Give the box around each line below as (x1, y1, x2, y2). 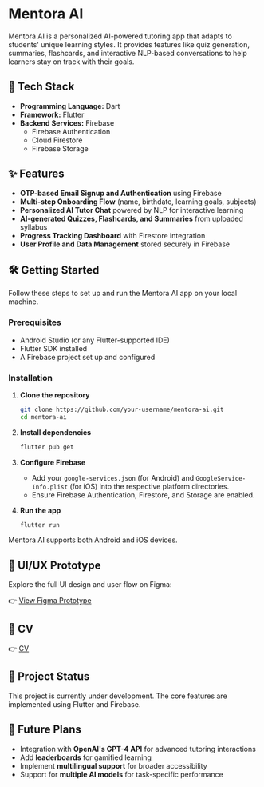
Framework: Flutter (19, 110, 85, 119)
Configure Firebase (19, 457, 86, 467)
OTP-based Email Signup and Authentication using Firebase (19, 188, 222, 198)
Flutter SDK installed (19, 343, 88, 353)
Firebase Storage (31, 143, 89, 153)
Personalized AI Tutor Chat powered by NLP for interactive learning (19, 205, 244, 214)
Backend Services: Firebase (19, 118, 115, 128)
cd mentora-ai (19, 413, 67, 421)
